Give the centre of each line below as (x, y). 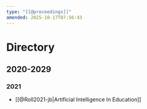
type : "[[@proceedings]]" (39, 12)
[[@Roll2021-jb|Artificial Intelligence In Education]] (78, 99)
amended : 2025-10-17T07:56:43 (44, 17)
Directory (31, 47)
